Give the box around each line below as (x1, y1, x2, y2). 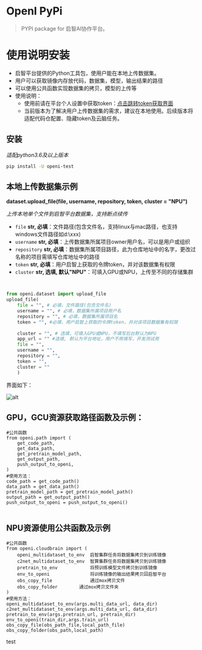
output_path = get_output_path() (6, 494, 90, 500)
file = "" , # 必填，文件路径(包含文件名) (17, 302, 112, 308)
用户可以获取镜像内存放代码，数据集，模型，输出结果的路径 (14, 77, 163, 84)
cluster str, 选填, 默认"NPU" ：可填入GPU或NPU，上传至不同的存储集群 (14, 269, 194, 276)
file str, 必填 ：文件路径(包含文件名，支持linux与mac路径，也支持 (14, 223, 178, 231)
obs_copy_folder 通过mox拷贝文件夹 (17, 584, 119, 590)
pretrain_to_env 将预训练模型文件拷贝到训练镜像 (17, 565, 158, 571)
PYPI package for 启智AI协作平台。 (21, 25, 109, 32)
